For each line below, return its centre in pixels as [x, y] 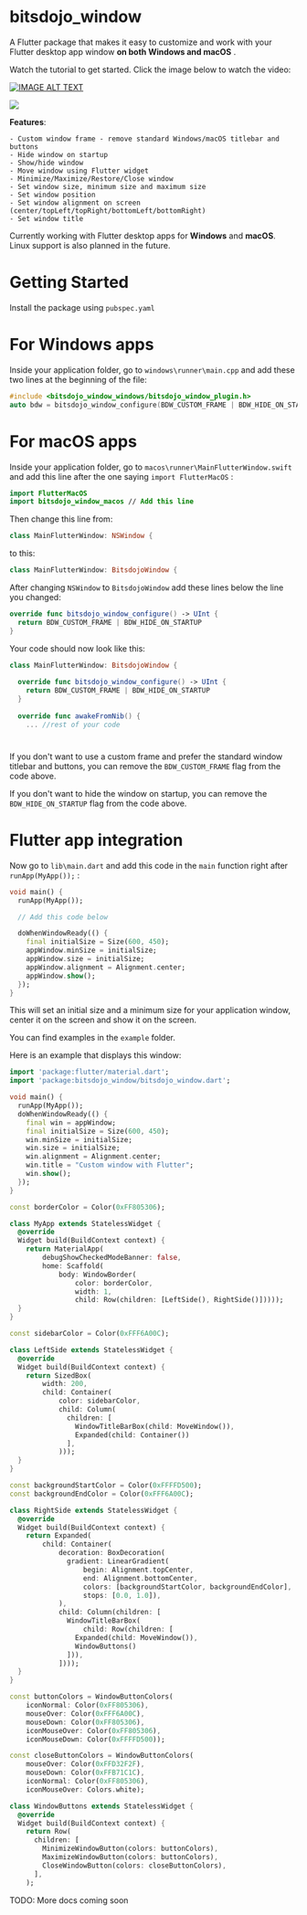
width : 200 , [65, 1384]
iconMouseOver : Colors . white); [85, 1789]
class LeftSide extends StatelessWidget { [91, 1349]
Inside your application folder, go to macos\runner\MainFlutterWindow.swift [151, 467]
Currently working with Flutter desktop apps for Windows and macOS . [143, 236]
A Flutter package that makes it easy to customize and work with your [141, 42]
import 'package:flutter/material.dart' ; [90, 1072]
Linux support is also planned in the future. [90, 245]
